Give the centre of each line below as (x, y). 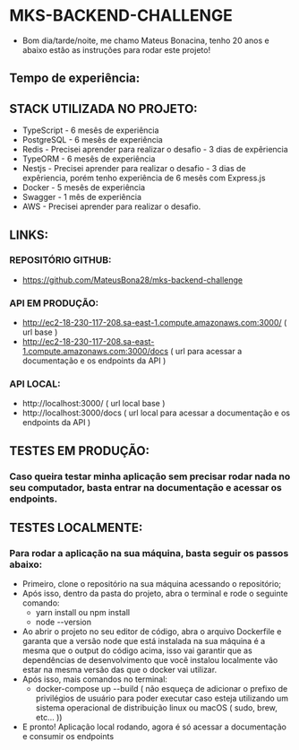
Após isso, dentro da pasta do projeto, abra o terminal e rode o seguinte (155, 594)
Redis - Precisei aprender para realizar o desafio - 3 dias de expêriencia (155, 150)
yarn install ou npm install (83, 613)
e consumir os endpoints (68, 737)
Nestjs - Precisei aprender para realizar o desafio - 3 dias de (134, 169)
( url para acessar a (206, 352)
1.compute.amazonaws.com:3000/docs (95, 352)
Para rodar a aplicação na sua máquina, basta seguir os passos (149, 554)
